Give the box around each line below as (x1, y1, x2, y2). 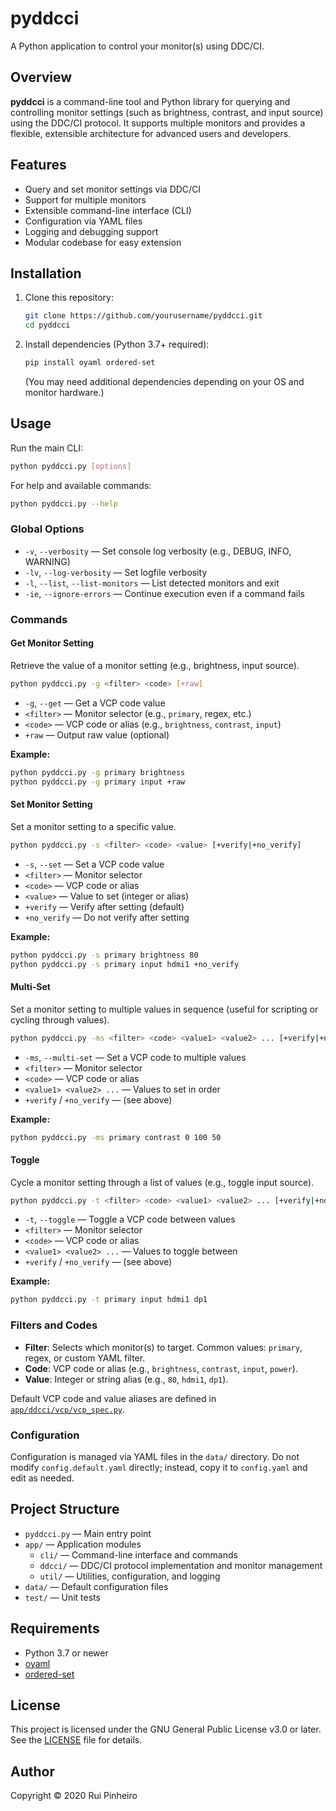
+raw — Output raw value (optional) (24, 728, 170, 741)
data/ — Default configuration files (24, 1580, 169, 1592)
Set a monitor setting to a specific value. (10, 820, 177, 832)
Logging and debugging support (24, 225, 159, 237)
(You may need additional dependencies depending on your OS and (24, 376, 305, 387)
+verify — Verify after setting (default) (24, 900, 185, 912)
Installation (10, 265, 82, 282)
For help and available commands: (10, 479, 152, 491)
